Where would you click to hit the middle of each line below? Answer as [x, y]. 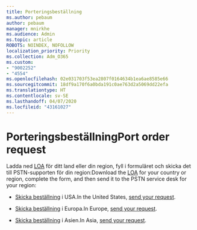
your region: [21, 185]
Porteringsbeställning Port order [88, 137]
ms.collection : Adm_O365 [37, 57]
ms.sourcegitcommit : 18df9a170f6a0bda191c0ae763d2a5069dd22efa [87, 85]
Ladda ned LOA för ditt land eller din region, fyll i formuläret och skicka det [98, 166]
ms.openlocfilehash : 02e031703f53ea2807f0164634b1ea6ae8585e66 [87, 79]
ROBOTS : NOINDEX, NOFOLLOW [40, 46]
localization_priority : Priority [48, 51]
